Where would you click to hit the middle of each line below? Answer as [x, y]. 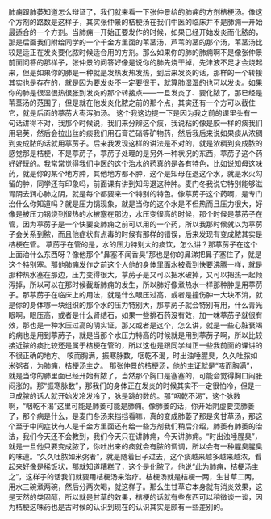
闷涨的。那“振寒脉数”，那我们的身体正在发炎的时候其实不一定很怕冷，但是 [132, 386]
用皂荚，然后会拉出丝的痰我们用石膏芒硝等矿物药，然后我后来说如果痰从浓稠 [135, 133]
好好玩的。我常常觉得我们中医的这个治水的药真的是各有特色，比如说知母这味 [135, 163]
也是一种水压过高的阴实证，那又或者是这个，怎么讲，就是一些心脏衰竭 [146, 325]
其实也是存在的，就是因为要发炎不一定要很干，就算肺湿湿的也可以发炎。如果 [135, 82]
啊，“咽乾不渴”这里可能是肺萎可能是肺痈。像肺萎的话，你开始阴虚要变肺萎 [132, 406]
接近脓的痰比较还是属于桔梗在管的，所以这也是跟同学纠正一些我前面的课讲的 [135, 345]
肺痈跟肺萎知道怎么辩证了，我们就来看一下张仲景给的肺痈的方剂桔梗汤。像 [132, 12]
